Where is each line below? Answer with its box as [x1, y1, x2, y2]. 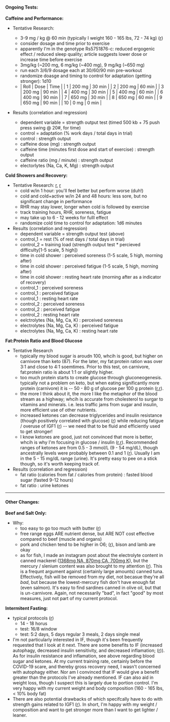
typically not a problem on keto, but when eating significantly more [20, 380, 160, 386]
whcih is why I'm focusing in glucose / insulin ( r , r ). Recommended [20, 439, 158, 445]
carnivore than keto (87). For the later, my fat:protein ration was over [20, 358, 163, 365]
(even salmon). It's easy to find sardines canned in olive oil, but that [20, 584, 161, 591]
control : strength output [20, 136, 71, 142]
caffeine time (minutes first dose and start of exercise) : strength [20, 146, 155, 152]
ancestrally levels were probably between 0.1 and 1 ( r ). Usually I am [20, 450, 160, 456]
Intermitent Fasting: [5, 605, 48, 611]
